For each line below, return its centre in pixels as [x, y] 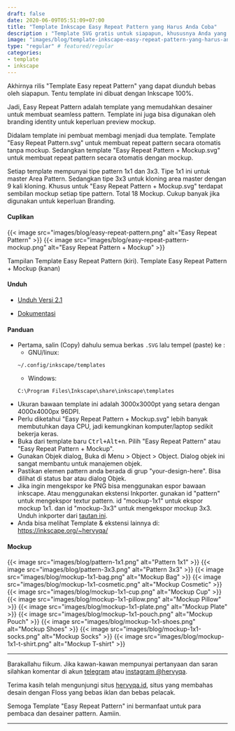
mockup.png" [27, 247]
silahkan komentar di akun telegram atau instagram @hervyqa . [97, 671]
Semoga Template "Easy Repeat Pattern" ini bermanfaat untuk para [104, 706]
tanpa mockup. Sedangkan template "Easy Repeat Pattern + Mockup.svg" [114, 150]
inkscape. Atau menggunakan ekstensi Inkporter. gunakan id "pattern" [119, 494]
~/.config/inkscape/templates [62, 365]
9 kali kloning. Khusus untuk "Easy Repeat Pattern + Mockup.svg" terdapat [115, 186]
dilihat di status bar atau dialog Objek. [72, 479]
